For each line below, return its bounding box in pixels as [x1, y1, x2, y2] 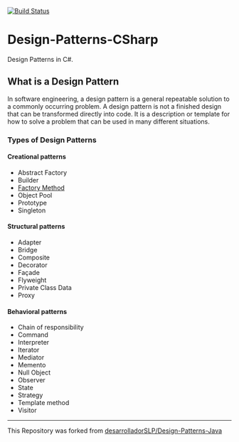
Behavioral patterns [7, 307, 68, 316]
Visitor [17, 406, 37, 415]
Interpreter [17, 338, 50, 347]
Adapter [17, 238, 42, 247]
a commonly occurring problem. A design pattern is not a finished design [7, 102, 222, 110]
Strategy [17, 391, 43, 399]
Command [17, 330, 48, 339]
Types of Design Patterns [7, 135, 97, 145]
